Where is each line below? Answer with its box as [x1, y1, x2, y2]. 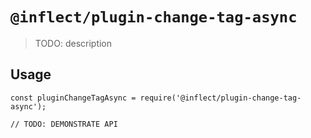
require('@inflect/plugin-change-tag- [139, 93, 302, 103]
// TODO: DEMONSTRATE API [10, 119, 118, 129]
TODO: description [34, 37, 113, 49]
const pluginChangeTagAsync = [10, 93, 137, 103]
